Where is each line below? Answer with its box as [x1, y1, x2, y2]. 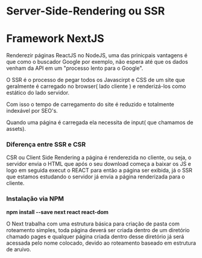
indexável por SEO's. [6, 107, 58, 115]
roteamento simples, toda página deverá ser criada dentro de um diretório [6, 226, 190, 233]
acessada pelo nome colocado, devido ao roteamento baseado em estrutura [6, 239, 197, 247]
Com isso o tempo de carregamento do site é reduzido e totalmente [6, 101, 175, 108]
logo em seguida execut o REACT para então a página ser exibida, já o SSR [6, 167, 193, 174]
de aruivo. [6, 245, 31, 253]
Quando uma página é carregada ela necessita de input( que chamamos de [6, 119, 194, 126]
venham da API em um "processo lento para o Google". [6, 64, 144, 72]
